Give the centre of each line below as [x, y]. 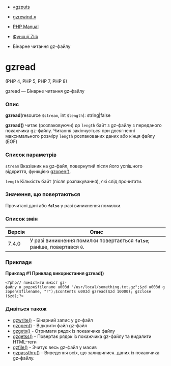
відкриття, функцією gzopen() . [38, 171]
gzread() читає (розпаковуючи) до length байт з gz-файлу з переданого [83, 125]
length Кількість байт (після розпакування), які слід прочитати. [74, 181]
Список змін [22, 218]
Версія [17, 232]
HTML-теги [25, 341]
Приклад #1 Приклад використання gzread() [55, 273]
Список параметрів [31, 155]
